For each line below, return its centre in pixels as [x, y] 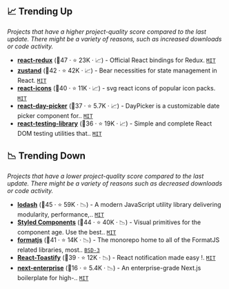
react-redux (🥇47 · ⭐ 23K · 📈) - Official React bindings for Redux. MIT [116, 60]
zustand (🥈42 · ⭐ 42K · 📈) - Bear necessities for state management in [117, 70]
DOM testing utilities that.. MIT [59, 133]
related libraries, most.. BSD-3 [58, 250]
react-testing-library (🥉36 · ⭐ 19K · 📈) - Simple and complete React [114, 123]
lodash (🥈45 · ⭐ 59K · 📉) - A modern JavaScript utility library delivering [119, 204]
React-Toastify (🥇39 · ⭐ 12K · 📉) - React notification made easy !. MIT [116, 257]
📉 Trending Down [47, 156]
